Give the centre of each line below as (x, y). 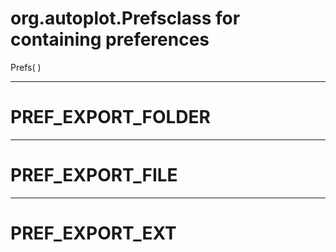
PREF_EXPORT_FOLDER (110, 117)
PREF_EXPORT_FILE (94, 175)
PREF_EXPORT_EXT (93, 233)
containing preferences (110, 39)
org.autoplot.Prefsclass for (125, 18)
